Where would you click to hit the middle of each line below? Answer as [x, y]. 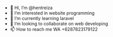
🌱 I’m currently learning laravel [42, 18]
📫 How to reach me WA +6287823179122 [54, 29]
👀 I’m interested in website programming [52, 13]
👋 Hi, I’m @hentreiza [31, 8]
